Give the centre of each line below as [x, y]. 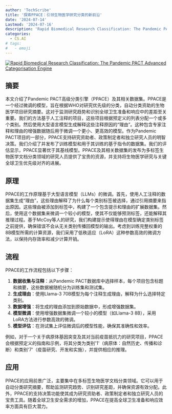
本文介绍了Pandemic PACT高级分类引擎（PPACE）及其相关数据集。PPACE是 [86, 99]
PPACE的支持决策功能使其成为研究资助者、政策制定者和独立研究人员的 [89, 393]
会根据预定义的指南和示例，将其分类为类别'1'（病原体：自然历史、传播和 [82, 343]
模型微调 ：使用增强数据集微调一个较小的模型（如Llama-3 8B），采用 [84, 313]
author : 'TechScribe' [28, 10]
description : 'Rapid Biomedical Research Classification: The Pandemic [83, 29]
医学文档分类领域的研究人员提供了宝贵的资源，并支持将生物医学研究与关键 [88, 156]
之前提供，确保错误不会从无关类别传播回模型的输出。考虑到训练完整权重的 [84, 226]
